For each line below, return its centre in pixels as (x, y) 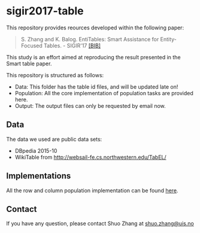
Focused (32, 46)
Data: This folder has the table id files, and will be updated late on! (96, 87)
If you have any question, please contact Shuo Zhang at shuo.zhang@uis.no (100, 223)
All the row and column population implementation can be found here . (92, 190)
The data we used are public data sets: (54, 139)
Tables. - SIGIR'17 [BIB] (72, 46)
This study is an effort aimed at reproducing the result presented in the (93, 57)
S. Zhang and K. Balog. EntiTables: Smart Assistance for (90, 39)
